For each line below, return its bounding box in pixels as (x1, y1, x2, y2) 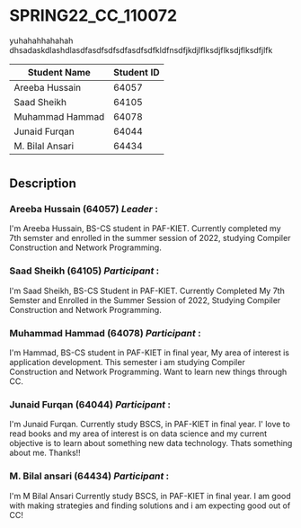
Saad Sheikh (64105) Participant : (9, 264, 160, 277)
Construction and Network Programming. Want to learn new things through (9, 366, 288, 378)
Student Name (27, 66, 92, 78)
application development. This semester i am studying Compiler (9, 357, 245, 368)
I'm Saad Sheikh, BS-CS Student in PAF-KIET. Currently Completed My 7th (9, 285, 285, 296)
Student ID (113, 66, 160, 78)
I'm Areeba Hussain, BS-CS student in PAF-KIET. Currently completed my (9, 223, 281, 234)
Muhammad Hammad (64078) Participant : (9, 327, 201, 339)
